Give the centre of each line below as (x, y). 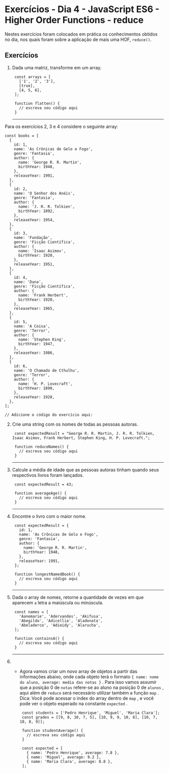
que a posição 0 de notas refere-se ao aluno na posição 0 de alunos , (92, 687)
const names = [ (32, 612)
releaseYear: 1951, (34, 264)
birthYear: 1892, (36, 211)
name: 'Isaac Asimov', (42, 251)
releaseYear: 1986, (34, 353)
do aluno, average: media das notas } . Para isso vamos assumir (88, 682)
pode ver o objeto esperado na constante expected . (73, 703)
